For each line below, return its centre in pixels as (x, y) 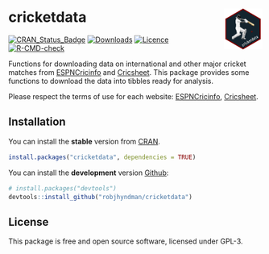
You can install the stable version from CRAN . (85, 141)
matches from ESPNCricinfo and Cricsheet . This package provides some (129, 72)
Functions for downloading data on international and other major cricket (128, 64)
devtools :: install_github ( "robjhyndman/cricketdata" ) (101, 197)
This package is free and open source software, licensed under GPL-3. (126, 241)
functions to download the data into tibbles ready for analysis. (111, 81)
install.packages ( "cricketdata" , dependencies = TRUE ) (102, 157)
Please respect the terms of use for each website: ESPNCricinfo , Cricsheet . (134, 96)
